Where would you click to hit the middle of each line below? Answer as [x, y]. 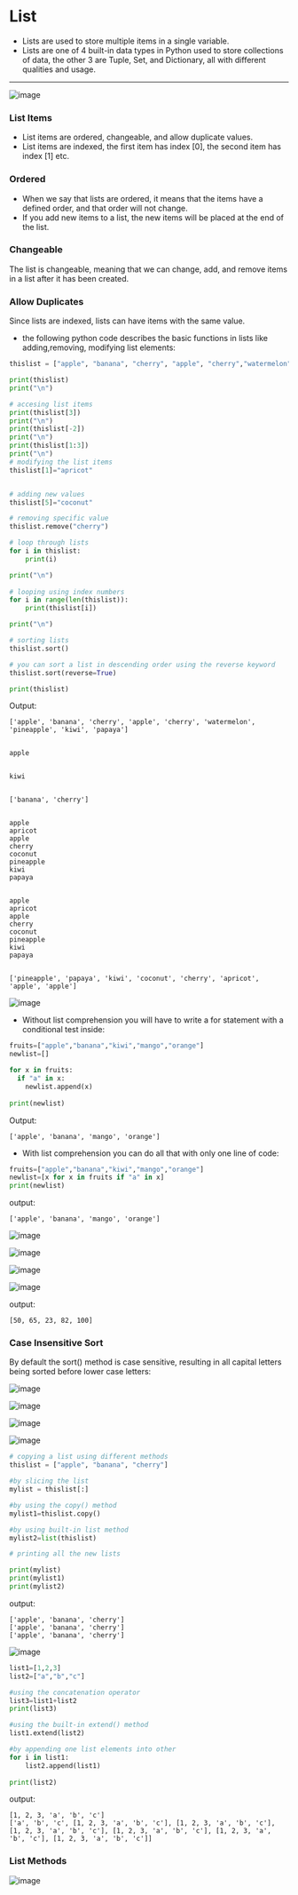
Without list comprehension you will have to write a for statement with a [153, 1020]
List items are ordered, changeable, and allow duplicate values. [137, 137]
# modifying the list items [61, 462]
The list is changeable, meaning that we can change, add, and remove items [149, 269]
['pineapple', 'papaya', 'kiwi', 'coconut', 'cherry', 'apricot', [134, 979]
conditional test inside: [63, 1030]
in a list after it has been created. [69, 278]
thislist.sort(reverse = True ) [63, 673]
